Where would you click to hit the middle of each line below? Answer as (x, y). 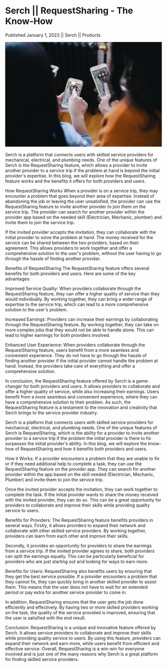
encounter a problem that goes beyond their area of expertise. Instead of (80, 196)
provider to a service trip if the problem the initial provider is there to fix (78, 438)
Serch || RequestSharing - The (69, 11)
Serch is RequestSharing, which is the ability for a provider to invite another (83, 433)
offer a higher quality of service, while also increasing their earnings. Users (82, 392)
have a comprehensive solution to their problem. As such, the (68, 402)
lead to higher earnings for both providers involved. (58, 335)
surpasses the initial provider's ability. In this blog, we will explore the (76, 443)
